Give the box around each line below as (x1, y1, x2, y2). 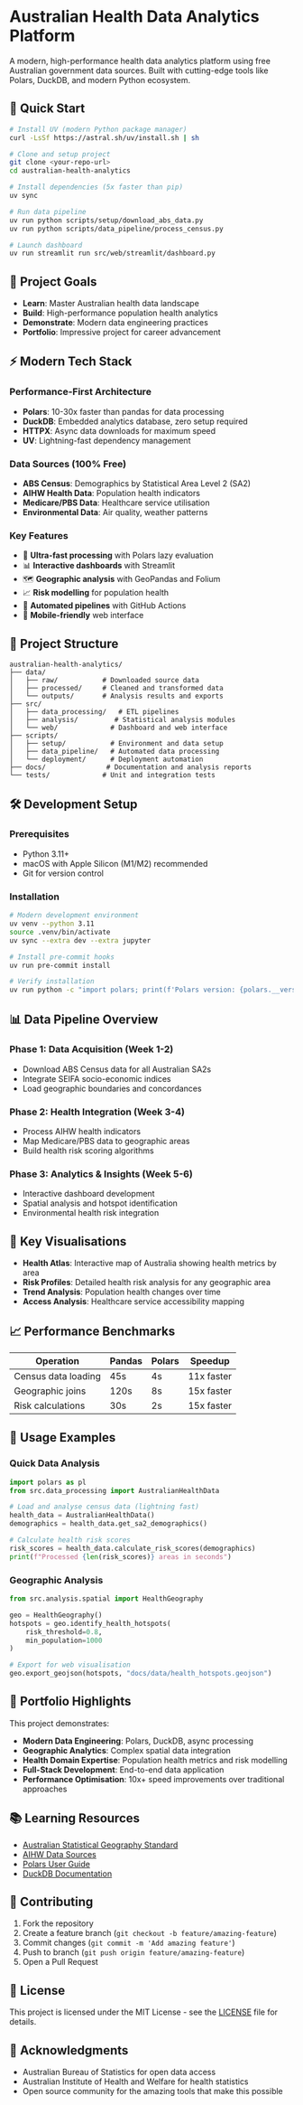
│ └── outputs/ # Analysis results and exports (9, 691, 224, 701)
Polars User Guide (22, 1858, 90, 1869)
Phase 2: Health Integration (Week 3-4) (9, 1105, 185, 1118)
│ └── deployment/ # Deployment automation (9, 755, 204, 765)
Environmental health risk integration (22, 1208, 160, 1218)
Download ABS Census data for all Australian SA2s (22, 1064, 212, 1075)
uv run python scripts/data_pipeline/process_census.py (9, 224, 224, 233)
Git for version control (22, 868, 105, 879)
